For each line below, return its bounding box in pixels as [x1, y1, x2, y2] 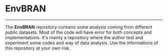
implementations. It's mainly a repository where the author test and [5, 34, 143, 40]
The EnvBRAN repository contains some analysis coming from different [5, 24, 152, 30]
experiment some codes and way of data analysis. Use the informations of [5, 40, 158, 46]
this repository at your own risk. [5, 45, 71, 51]
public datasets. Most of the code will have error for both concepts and [5, 29, 152, 35]
